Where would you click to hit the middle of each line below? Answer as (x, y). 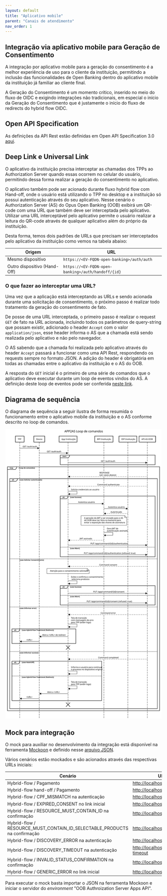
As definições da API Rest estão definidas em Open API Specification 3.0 (80, 136)
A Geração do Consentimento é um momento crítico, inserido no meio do (80, 93)
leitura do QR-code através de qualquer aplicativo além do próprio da (76, 221)
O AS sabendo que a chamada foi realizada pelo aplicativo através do (76, 348)
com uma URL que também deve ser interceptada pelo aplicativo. (83, 210)
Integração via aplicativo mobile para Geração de (83, 47)
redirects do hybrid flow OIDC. (36, 108)
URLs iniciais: (19, 765)
